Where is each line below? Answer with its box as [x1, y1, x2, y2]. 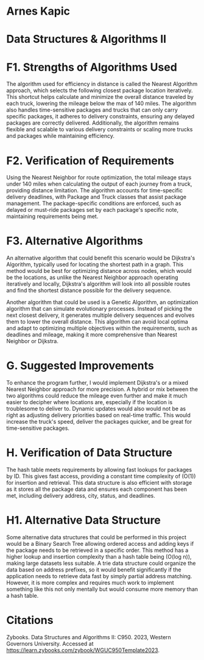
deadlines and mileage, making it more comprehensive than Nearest [6, 331, 178, 338]
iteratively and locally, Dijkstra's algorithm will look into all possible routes [6, 280, 191, 288]
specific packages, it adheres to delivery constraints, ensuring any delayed [6, 113, 195, 120]
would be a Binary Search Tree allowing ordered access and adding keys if [6, 540, 194, 547]
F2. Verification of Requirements [6, 154, 175, 167]
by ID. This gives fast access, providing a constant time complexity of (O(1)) [6, 473, 196, 480]
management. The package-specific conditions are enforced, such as [6, 200, 181, 207]
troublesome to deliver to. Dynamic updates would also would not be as [6, 405, 186, 413]
